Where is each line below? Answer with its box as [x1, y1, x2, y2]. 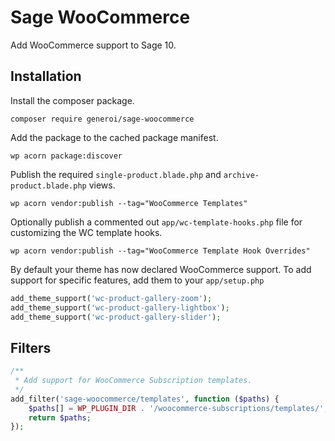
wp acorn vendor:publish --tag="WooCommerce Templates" [10, 198, 248, 208]
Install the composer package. [10, 94, 135, 106]
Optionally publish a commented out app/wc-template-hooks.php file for [10, 216, 303, 228]
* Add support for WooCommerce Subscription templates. [14, 376, 253, 386]
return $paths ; [28, 412, 92, 423]
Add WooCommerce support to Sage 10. [10, 39, 177, 51]
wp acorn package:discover [10, 151, 123, 161]
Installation [10, 68, 82, 85]
